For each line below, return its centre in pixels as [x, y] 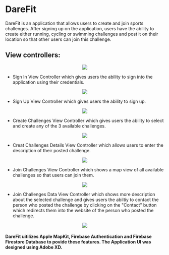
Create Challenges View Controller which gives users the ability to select [88, 120]
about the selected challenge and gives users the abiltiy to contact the [86, 200]
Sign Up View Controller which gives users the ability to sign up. [79, 101]
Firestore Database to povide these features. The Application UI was [78, 242]
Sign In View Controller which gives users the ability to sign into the [82, 77]
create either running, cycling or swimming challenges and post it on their [82, 34]
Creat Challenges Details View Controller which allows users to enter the [88, 145]
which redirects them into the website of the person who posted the [83, 210]
